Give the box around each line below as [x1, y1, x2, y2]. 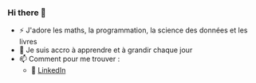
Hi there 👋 [7, 7, 47, 18]
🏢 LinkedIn [30, 66, 66, 75]
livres [18, 37, 37, 47]
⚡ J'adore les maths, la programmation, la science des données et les [18, 25, 248, 35]
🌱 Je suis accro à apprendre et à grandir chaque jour [18, 45, 193, 55]
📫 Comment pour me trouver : [18, 55, 120, 64]
